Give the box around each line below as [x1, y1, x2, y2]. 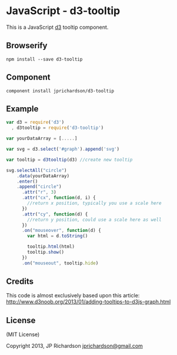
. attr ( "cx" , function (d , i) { [21, 195, 96, 201]
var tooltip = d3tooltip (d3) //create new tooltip [6, 157, 133, 162]
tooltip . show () [27, 249, 65, 255]
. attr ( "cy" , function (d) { [21, 211, 88, 217]
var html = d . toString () [27, 233, 88, 239]
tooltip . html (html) [27, 244, 75, 250]
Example [6, 104, 39, 114]
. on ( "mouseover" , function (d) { [21, 228, 101, 234]
